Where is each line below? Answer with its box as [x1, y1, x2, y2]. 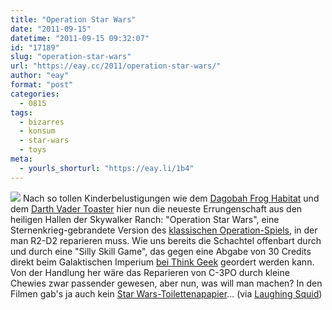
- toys [19, 145, 47, 155]
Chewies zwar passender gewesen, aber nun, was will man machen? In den [10, 277, 323, 289]
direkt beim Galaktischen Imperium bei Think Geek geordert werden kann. [10, 256, 315, 268]
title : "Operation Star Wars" [10, 14, 137, 25]
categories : [10, 89, 60, 99]
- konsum [19, 126, 56, 136]
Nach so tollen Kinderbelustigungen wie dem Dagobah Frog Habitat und [22, 192, 320, 204]
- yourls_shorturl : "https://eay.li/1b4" [19, 163, 195, 173]
